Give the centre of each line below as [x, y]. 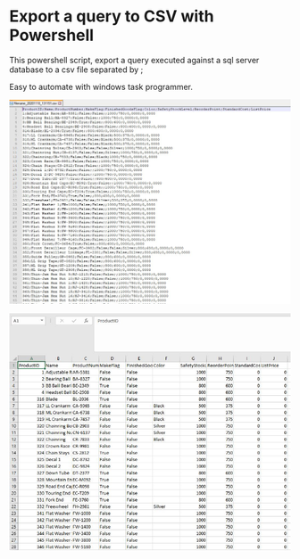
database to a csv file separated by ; [76, 70]
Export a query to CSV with [112, 16]
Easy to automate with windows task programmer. [101, 86]
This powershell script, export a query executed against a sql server [134, 60]
